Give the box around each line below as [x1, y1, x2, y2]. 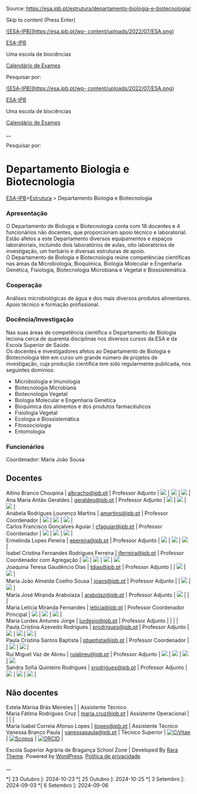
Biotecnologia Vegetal [14, 390, 68, 397]
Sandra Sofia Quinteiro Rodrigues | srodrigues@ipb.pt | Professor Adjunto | [6, 664, 188, 671]
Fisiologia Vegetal [14, 409, 57, 416]
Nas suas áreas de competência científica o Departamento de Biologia [6, 329, 176, 336]
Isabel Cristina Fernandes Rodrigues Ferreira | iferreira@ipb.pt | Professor [6, 549, 184, 556]
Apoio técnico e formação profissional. [6, 300, 100, 308]
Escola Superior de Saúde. [6, 341, 70, 348]
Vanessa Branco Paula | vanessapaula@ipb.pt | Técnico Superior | [6, 729, 166, 736]
